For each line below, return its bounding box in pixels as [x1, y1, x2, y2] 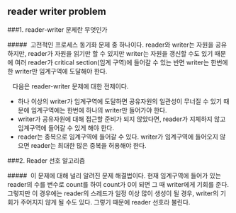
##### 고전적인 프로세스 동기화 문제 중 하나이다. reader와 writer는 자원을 [7, 40, 214, 49]
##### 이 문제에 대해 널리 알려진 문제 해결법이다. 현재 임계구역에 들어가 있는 [7, 171, 222, 180]
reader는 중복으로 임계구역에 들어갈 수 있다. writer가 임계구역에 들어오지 [17, 132, 218, 141]
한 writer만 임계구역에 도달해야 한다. [7, 67, 108, 75]
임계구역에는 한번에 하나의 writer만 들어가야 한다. [30, 105, 168, 114]
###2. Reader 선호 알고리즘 [7, 156, 86, 165]
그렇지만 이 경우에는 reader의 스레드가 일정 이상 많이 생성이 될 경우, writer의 [7, 189, 219, 197]
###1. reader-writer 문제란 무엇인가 [7, 25, 108, 34]
